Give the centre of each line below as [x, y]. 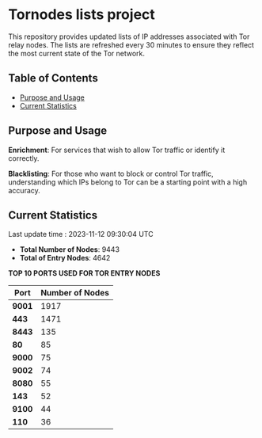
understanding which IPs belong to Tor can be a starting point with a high [128, 182]
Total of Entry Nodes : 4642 [65, 258]
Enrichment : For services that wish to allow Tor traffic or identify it [117, 150]
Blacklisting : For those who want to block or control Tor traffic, [111, 173]
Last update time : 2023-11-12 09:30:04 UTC [81, 234]
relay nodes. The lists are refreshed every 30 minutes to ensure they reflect [131, 44]
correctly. [24, 158]
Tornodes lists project [82, 15]
